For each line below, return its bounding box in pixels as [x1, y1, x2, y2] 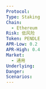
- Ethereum [11, 25, 38, 31]
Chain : [6, 19, 22, 25]
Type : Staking [6, 14, 41, 20]
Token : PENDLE [6, 36, 41, 42]
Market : [6, 52, 25, 58]
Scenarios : [6, 74, 33, 80]
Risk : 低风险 [6, 30, 35, 36]
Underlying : [6, 63, 35, 69]
